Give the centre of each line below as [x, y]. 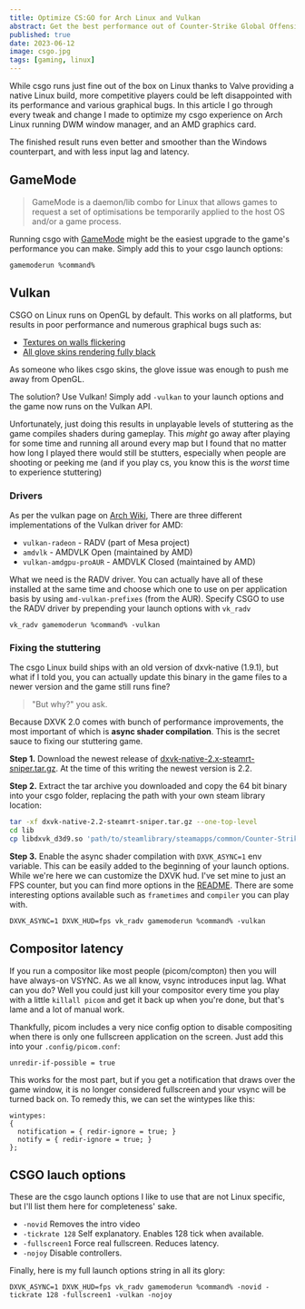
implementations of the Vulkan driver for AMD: [96, 525]
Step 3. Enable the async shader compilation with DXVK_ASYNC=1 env [136, 856]
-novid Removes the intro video [81, 1224]
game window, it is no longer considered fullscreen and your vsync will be [148, 1089]
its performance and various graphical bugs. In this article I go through [142, 105]
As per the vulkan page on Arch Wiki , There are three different [126, 515]
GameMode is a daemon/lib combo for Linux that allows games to [154, 202]
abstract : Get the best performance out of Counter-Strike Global [138, 26]
